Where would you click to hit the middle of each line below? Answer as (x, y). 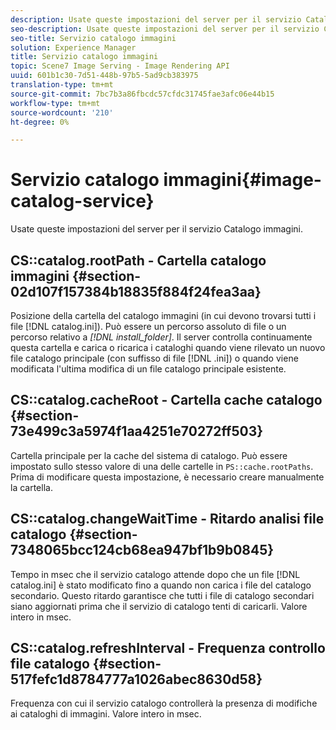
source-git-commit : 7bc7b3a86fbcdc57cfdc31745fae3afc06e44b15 (142, 94)
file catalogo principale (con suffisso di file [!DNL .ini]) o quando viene (154, 358)
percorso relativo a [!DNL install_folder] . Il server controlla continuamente (161, 337)
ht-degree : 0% (40, 122)
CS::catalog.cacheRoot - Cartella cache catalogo (166, 400)
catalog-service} (82, 201)
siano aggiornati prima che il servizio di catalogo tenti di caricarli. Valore (159, 606)
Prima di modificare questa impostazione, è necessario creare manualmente (167, 477)
